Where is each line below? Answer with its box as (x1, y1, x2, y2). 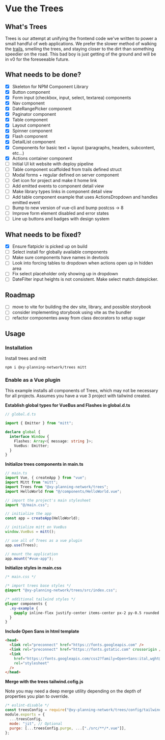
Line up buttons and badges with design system (12, 216, 110, 222)
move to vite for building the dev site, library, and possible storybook (12, 304, 151, 310)
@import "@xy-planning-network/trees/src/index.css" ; (5, 588, 118, 593)
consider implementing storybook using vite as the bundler (12, 310, 132, 316)
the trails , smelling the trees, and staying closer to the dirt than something (5, 46, 154, 52)
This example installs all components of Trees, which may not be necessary (5, 388, 159, 394)
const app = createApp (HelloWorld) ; (5, 516, 80, 521)
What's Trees (5, 23, 48, 31)
